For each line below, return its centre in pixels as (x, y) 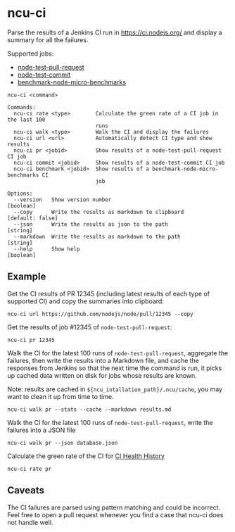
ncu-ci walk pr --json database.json (63, 443)
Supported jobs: (31, 53)
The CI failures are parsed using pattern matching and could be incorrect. (114, 507)
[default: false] (33, 218)
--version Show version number (63, 199)
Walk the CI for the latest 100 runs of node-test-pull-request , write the (110, 422)
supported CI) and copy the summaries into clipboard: (85, 301)
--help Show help (47, 249)
